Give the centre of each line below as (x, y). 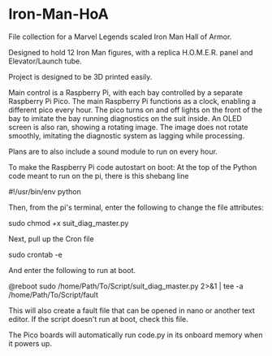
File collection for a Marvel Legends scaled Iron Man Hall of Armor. (120, 37)
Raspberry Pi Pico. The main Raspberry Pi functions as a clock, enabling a (132, 101)
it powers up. (30, 343)
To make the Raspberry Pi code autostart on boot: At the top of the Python (133, 167)
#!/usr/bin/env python (45, 191)
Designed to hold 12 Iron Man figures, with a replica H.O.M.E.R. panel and (131, 52)
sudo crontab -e (35, 254)
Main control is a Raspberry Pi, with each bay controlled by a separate (126, 92)
